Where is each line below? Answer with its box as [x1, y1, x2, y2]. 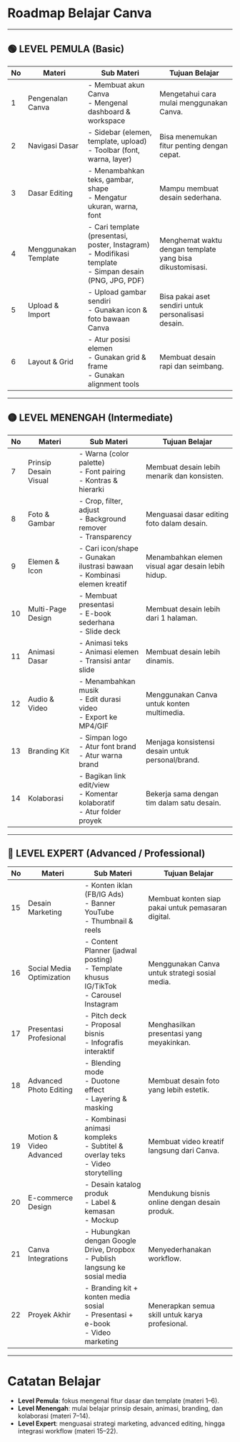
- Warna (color [78, 449, 129, 459]
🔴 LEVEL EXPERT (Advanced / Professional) [7, 847, 206, 859]
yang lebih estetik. [148, 1085, 209, 1095]
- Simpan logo [78, 732, 128, 742]
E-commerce [28, 1193, 74, 1203]
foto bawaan [88, 314, 130, 324]
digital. [148, 912, 171, 922]
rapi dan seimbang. [159, 361, 224, 371]
